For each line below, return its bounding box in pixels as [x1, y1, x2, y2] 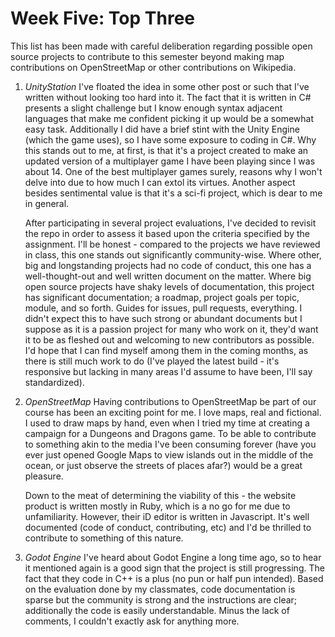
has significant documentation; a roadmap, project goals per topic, [24, 291, 300, 303]
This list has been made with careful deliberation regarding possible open [10, 40, 313, 52]
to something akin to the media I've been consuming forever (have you [24, 438, 317, 450]
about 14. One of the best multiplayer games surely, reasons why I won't [24, 165, 323, 177]
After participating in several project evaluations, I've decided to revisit [24, 217, 317, 229]
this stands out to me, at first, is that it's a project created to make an [24, 144, 309, 156]
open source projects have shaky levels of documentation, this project [24, 280, 315, 292]
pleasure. [24, 470, 64, 482]
